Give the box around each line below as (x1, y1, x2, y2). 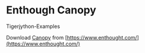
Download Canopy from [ (6, 34, 68, 41)
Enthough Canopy (6, 3, 97, 17)
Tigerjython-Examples (6, 23, 60, 30)
